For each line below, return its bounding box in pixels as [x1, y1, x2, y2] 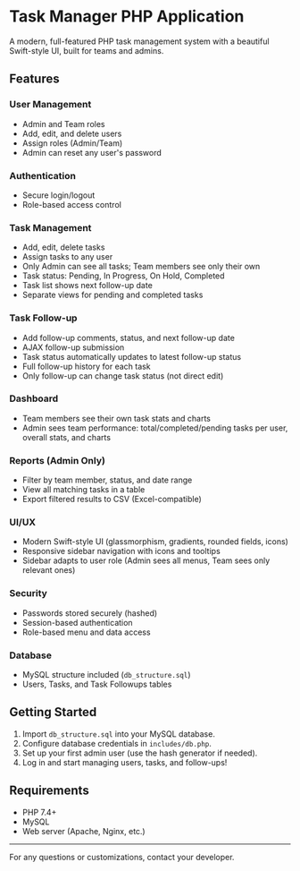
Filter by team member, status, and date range [21, 474, 193, 485]
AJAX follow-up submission [21, 342, 125, 353]
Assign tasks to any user [21, 252, 113, 262]
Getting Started [9, 704, 97, 720]
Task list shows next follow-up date [21, 280, 154, 291]
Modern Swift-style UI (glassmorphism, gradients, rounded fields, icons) [21, 536, 288, 547]
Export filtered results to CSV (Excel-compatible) [21, 494, 203, 505]
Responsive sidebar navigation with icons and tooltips [21, 546, 221, 557]
